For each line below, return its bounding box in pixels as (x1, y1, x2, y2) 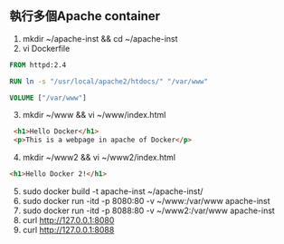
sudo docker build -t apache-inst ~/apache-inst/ (22, 186, 204, 197)
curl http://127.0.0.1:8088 (22, 225, 115, 236)
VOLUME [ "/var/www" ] (9, 93, 88, 102)
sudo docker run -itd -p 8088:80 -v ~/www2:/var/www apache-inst (22, 205, 276, 216)
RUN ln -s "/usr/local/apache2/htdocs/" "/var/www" (9, 76, 208, 86)
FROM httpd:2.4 (9, 60, 67, 70)
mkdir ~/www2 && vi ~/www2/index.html (22, 152, 176, 163)
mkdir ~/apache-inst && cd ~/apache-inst (22, 33, 178, 44)
